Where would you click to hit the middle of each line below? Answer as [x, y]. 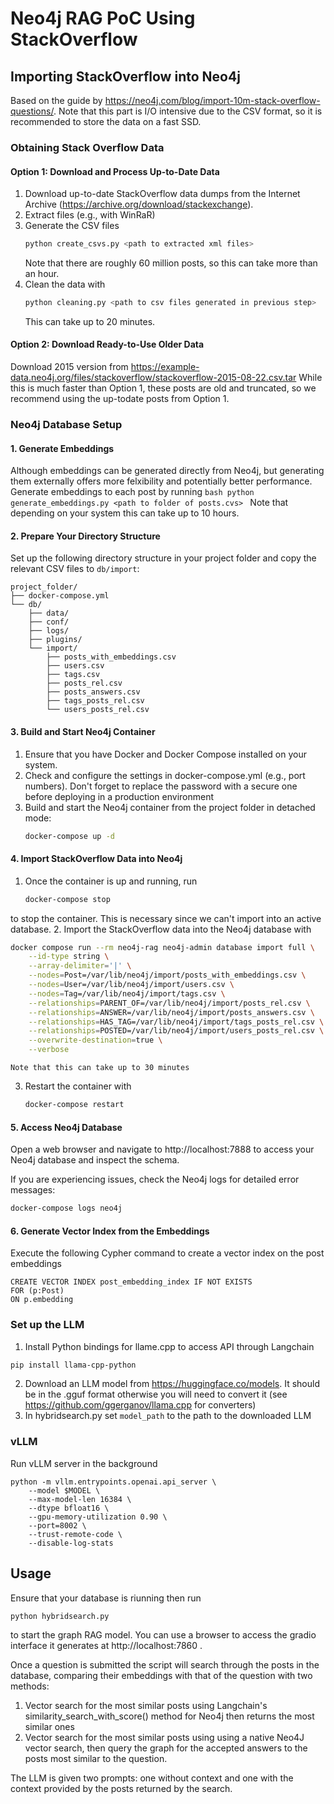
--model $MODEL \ [64, 1490]
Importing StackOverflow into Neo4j [125, 76]
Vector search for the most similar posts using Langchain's [146, 1706]
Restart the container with [78, 1086]
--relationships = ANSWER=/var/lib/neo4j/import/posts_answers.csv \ [171, 1012]
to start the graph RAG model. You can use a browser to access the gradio [163, 1635]
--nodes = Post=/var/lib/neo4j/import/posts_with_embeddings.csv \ [167, 975]
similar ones [49, 1727]
